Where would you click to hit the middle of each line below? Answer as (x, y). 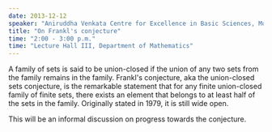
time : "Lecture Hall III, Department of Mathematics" (101, 46)
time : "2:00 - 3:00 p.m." (52, 38)
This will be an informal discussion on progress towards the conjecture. (127, 119)
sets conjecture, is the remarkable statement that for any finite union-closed (135, 87)
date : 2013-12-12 (38, 16)
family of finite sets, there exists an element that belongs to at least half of (132, 95)
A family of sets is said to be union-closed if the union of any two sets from (134, 69)
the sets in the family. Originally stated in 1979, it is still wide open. (119, 104)
